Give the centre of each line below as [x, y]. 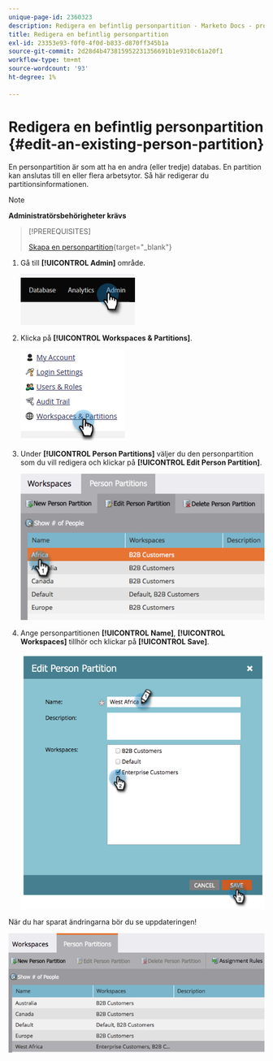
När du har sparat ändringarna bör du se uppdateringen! [103, 922]
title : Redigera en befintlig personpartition [89, 34]
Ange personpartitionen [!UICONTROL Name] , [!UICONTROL [123, 633]
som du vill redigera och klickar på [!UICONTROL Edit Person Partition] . [141, 462]
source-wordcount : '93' [49, 69]
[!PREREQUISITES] [59, 231]
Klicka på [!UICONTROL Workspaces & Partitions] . [106, 338]
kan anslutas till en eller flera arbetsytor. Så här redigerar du [109, 175]
